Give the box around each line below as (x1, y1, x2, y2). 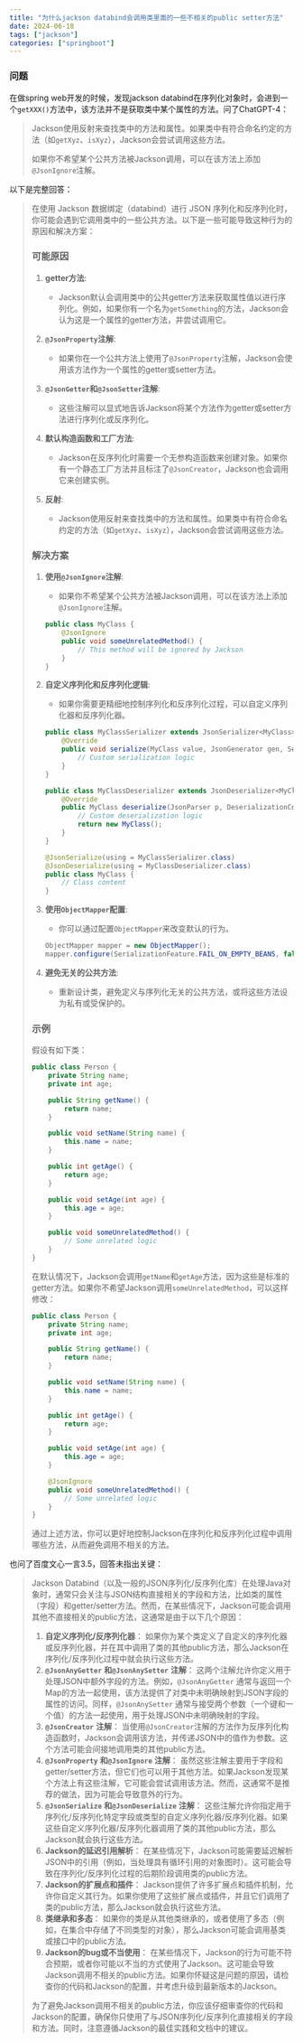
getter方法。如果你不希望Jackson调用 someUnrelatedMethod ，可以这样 (31, 1282, 289, 1293)
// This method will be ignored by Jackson (77, 645, 243, 654)
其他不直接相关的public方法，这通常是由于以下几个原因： (31, 1612, 244, 1623)
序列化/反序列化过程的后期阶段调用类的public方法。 (60, 1868, 252, 1879)
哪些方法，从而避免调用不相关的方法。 (31, 1540, 174, 1550)
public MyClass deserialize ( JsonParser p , (61, 803, 224, 812)
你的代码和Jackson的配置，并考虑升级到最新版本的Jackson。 (52, 1981, 282, 1992)
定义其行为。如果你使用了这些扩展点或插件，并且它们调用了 (69, 1890, 290, 1902)
